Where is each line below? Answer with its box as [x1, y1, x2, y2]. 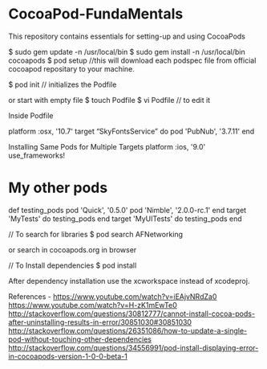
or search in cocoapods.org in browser [8, 244, 137, 254]
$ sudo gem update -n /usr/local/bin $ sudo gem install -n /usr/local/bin [8, 47, 246, 56]
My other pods [8, 178, 108, 197]
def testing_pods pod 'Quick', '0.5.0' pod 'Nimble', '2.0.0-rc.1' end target [8, 205, 247, 215]
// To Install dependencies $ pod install [8, 260, 137, 270]
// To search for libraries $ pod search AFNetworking [8, 229, 183, 239]
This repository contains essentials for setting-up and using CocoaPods [8, 31, 246, 41]
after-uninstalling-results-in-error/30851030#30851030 [8, 317, 192, 326]
